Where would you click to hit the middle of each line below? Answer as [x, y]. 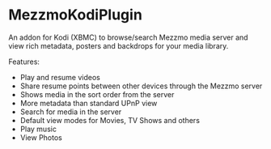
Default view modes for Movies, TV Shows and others [110, 120]
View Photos [41, 137]
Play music [38, 129]
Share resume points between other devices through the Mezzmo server [141, 86]
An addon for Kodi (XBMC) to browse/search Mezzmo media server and [128, 37]
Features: [24, 62]
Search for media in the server [71, 112]
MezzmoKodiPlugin [76, 15]
